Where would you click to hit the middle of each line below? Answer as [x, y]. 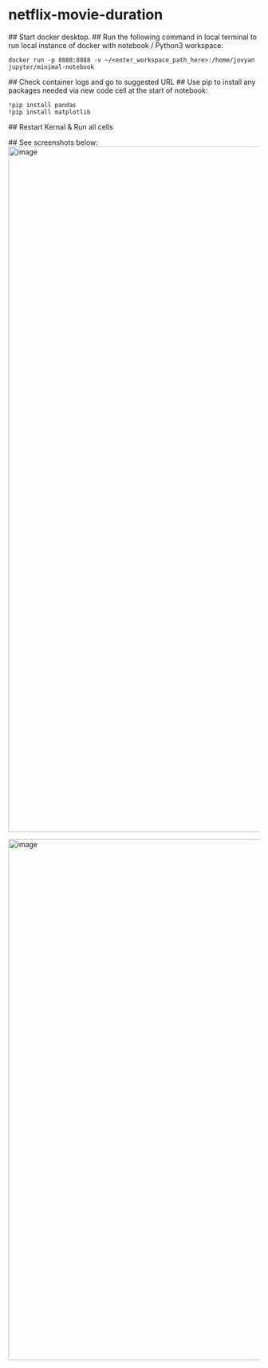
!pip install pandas [43, 105]
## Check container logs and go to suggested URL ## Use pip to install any [132, 82]
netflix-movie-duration [86, 15]
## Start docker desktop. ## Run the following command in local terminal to [133, 37]
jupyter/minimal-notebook [51, 67]
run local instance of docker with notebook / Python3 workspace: [116, 45]
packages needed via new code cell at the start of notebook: [108, 90]
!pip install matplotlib [49, 112]
